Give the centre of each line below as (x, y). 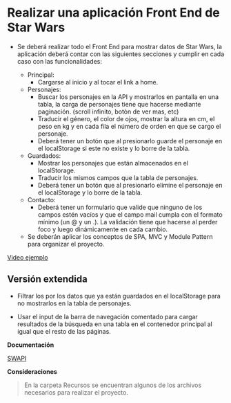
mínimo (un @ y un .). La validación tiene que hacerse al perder (128, 222)
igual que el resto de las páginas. (64, 331)
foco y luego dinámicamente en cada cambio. (102, 229)
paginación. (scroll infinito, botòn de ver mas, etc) (108, 111)
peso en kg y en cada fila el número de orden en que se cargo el (129, 126)
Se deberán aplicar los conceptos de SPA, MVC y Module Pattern (120, 236)
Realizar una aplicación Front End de (114, 13)
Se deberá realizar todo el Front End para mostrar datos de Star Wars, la (120, 46)
